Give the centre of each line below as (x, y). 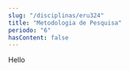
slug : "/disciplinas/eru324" (56, 15)
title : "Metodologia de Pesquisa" (65, 23)
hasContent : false (38, 37)
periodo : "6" (30, 30)
